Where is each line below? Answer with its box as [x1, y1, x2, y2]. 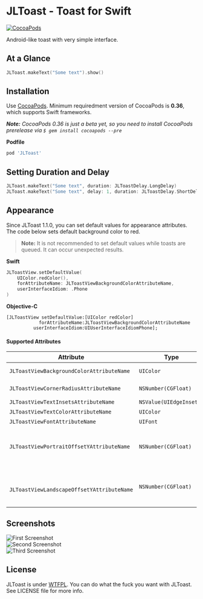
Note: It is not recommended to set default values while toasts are [21, 239, 186, 247]
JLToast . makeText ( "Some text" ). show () [6, 70, 104, 76]
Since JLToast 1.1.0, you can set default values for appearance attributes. [6, 221, 187, 228]
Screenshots [6, 518, 56, 528]
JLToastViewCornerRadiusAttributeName [9, 385, 121, 392]
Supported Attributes [6, 337, 62, 345]
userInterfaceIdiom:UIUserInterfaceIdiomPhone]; [33, 325, 158, 331]
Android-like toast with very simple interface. [6, 36, 118, 43]
